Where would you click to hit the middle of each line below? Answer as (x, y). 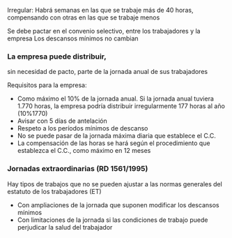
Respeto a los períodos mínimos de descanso (83, 128)
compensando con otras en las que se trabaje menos (84, 17)
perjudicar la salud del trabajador (65, 227)
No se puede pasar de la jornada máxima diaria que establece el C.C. (116, 136)
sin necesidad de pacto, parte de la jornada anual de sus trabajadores (107, 72)
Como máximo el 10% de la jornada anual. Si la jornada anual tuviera (116, 99)
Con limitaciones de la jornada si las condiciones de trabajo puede (113, 220)
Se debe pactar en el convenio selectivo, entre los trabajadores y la (104, 31)
